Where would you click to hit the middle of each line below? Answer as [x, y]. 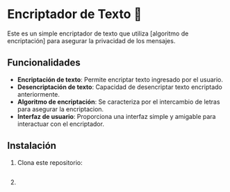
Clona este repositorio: [50, 162]
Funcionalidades [44, 63]
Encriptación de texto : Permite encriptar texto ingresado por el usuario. [120, 79]
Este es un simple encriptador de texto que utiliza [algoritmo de [98, 33]
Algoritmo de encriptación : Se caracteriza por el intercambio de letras [118, 102]
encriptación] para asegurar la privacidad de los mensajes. [91, 40]
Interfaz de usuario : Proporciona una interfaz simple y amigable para [116, 116]
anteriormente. [39, 94]
